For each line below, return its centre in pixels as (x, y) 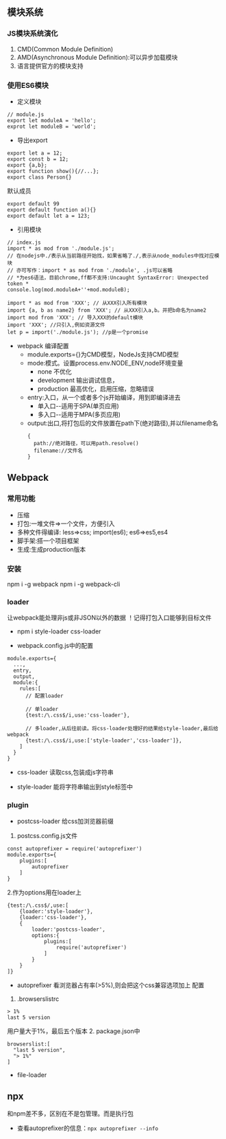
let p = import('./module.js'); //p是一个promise (78, 332)
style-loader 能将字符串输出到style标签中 (75, 787)
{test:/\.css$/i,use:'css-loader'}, (77, 715)
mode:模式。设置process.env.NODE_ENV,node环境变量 (105, 363)
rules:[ (30, 689)
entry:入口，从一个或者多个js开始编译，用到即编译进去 (104, 397)
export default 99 (33, 204)
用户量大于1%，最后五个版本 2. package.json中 (74, 1031)
